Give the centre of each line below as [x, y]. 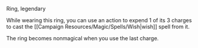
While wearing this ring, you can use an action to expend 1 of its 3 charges [99, 20]
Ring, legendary [26, 9]
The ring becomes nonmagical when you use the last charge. [83, 38]
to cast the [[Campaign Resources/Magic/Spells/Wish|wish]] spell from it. [98, 27]
